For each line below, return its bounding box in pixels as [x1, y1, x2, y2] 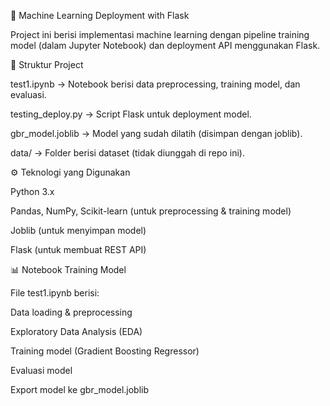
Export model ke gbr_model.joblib [10, 384, 150, 395]
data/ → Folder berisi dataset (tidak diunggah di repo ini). [10, 147, 246, 159]
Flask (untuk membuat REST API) [10, 244, 147, 255]
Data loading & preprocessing [10, 306, 133, 318]
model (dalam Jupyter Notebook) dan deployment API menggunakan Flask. [10, 40, 321, 51]
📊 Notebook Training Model [10, 264, 127, 275]
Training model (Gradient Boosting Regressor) [10, 345, 200, 357]
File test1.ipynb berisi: [10, 287, 100, 299]
